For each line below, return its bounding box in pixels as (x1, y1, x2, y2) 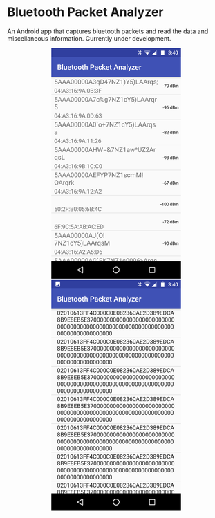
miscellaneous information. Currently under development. (7, 34, 171, 42)
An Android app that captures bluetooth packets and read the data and (7, 27, 209, 35)
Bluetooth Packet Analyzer (7, 4, 164, 20)
